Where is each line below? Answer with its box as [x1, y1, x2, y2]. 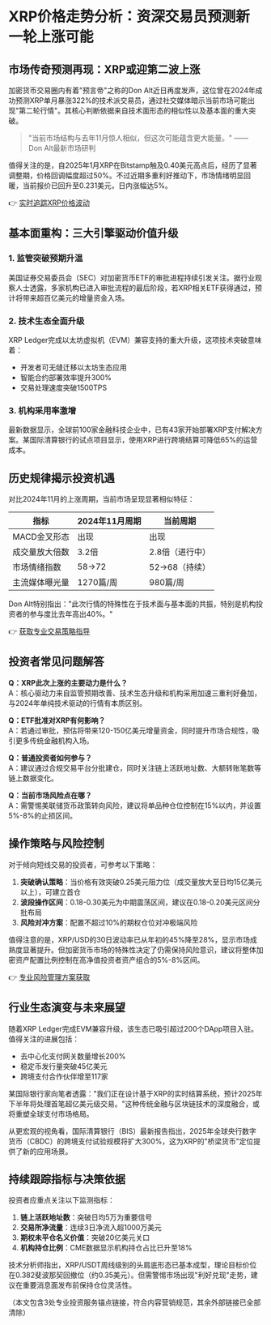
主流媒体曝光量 [12, 577, 70, 588]
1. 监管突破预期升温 [8, 253, 83, 264]
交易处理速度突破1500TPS [19, 383, 108, 392]
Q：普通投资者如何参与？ [8, 753, 92, 763]
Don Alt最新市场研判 [28, 143, 96, 152]
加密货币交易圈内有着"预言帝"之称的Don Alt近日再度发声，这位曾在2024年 [8, 86, 256, 95]
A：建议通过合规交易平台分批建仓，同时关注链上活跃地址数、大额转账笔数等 [8, 763, 261, 772]
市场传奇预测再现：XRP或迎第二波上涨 [8, 62, 201, 76]
